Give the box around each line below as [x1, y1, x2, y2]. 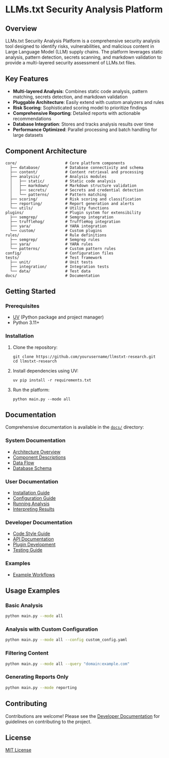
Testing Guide [12, 547, 43, 553]
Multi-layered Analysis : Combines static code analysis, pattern [12, 88, 148, 94]
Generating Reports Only [5, 673, 69, 680]
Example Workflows [12, 571, 55, 577]
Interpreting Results [12, 506, 55, 513]
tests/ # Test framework [5, 255, 102, 260]
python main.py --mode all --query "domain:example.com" [5, 661, 130, 666]
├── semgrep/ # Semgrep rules [10, 237, 100, 242]
